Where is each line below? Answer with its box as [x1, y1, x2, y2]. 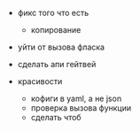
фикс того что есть [17, 8, 89, 18]
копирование [30, 25, 82, 35]
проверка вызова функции [30, 103, 132, 113]
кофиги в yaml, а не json [30, 93, 122, 104]
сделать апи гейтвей [17, 59, 97, 69]
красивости [17, 76, 63, 87]
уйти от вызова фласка [17, 42, 105, 52]
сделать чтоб [30, 112, 82, 122]
